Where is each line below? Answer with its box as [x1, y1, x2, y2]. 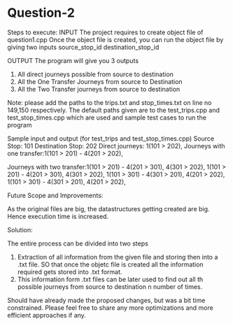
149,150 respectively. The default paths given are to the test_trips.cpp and [7, 106, 220, 114]
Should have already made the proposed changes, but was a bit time [7, 296, 206, 304]
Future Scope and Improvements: [7, 191, 104, 199]
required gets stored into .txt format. [17, 267, 122, 276]
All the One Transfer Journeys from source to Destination [17, 77, 183, 85]
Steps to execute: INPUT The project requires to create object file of [7, 28, 204, 36]
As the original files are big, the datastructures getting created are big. [7, 204, 210, 213]
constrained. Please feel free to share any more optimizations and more [7, 303, 213, 312]
